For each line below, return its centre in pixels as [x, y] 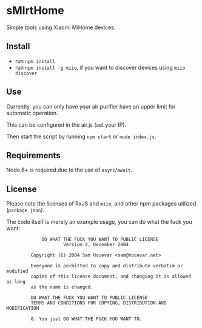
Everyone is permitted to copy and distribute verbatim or [107, 266]
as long [16, 282]
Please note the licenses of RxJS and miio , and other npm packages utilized [101, 204]
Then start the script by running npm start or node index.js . [81, 136]
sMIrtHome [35, 11]
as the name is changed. [62, 287]
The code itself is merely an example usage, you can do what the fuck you [99, 222]
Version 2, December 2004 [96, 245]
